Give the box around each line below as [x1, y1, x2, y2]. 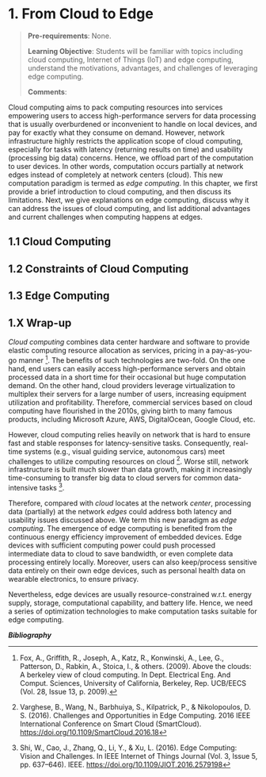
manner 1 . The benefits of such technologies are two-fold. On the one [18, 354, 245, 365]
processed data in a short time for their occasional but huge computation [8, 372, 247, 382]
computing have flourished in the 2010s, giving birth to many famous [8, 406, 233, 415]
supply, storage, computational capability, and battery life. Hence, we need [8, 598, 253, 607]
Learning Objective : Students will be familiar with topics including [27, 46, 243, 56]
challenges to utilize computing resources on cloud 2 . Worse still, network [8, 455, 249, 466]
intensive [8, 483, 38, 492]
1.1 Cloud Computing [8, 235, 112, 248]
